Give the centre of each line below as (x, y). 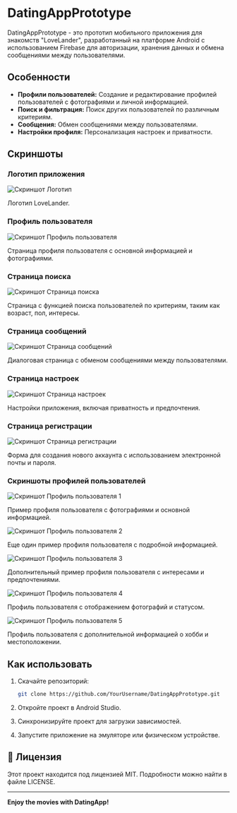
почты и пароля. (32, 462)
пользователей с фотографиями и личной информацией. (103, 102)
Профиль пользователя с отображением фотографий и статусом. (106, 607)
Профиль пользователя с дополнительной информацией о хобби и (108, 634)
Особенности (39, 77)
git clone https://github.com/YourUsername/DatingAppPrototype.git (119, 694)
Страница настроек (43, 379)
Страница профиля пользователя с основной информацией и (100, 250)
